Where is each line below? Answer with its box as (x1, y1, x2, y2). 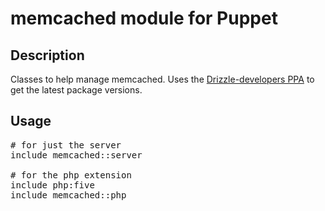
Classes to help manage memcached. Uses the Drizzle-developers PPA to (10, 73, 315, 85)
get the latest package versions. (10, 84, 143, 96)
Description (10, 47, 85, 64)
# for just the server (10, 139, 122, 151)
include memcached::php (10, 189, 127, 201)
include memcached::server (10, 149, 143, 161)
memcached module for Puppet (10, 7, 278, 30)
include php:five (10, 179, 95, 191)
